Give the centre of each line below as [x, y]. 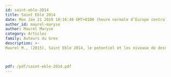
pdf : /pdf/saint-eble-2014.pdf [38, 66]
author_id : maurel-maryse [33, 24]
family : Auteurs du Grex [32, 39]
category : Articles [26, 34]
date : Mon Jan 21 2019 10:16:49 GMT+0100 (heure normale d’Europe [77, 19]
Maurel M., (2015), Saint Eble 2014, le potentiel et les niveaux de [81, 48]
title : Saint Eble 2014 [31, 15]
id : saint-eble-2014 [27, 10]
